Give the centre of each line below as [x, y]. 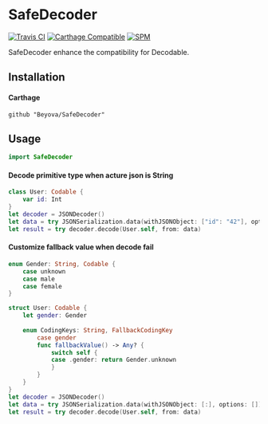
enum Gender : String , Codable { [62, 264]
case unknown [44, 271]
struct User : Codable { [48, 308]
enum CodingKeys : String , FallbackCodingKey [98, 330]
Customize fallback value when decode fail [81, 247]
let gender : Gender [55, 316]
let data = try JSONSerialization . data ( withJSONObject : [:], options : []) [135, 404]
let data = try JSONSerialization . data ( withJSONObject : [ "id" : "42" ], [128, 222]
